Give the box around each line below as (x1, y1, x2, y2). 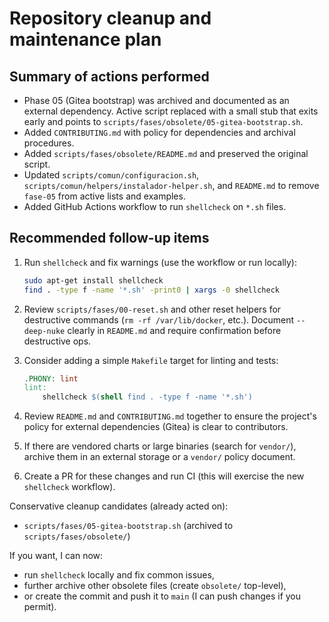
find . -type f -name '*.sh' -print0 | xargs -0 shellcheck (23, 285, 280, 295)
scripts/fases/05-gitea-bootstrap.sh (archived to (23, 520, 234, 532)
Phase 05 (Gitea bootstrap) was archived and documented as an (23, 95, 290, 106)
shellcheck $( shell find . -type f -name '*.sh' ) (42, 392, 253, 402)
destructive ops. (23, 335, 92, 347)
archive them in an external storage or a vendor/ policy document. (23, 451, 296, 463)
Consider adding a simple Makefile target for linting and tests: (23, 354, 279, 366)
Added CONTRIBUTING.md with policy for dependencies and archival (23, 127, 296, 138)
